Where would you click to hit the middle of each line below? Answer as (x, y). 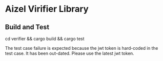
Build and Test (27, 27)
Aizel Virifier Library (47, 9)
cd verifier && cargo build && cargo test (45, 39)
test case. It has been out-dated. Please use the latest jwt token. (70, 53)
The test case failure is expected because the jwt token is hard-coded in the (82, 48)
